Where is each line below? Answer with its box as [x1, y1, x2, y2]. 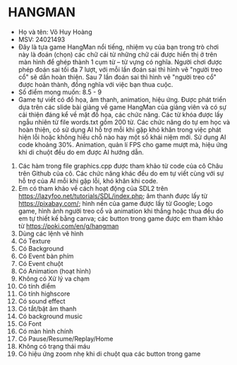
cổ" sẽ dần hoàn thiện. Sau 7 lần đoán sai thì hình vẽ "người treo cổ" [18, 72, 217, 81]
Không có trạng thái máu [18, 342, 90, 350]
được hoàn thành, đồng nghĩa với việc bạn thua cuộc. [18, 80, 174, 88]
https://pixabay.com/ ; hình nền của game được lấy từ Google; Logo [18, 199, 213, 207]
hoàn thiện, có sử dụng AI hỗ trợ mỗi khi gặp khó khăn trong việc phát [18, 125, 221, 134]
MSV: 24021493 [18, 35, 66, 43]
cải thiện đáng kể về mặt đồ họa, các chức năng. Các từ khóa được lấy [18, 110, 224, 119]
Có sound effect [18, 296, 66, 305]
